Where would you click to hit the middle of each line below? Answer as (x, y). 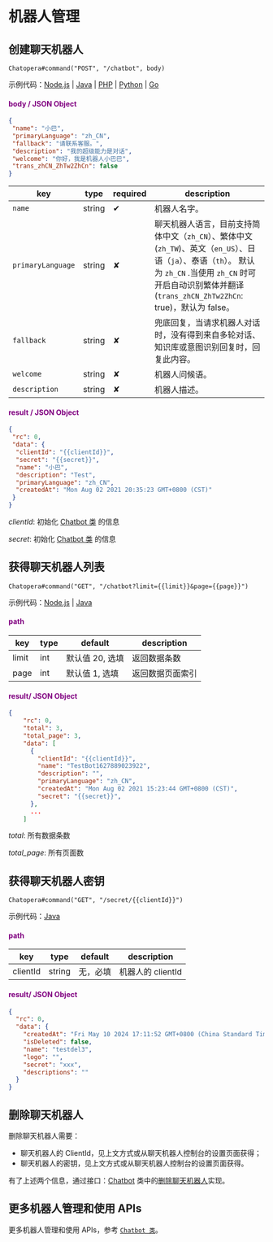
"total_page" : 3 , (52, 736)
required (130, 194)
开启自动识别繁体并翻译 (199, 285)
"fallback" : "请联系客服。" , (57, 143)
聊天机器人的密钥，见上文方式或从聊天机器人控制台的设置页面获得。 (134, 1163)
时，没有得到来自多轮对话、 (207, 335)
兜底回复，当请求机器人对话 (207, 323)
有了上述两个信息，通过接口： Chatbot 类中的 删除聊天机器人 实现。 (119, 1181)
